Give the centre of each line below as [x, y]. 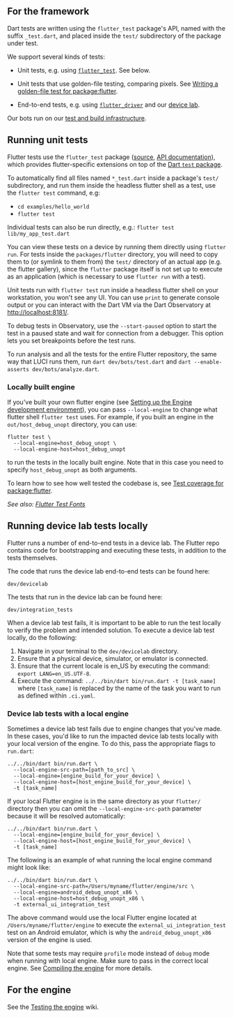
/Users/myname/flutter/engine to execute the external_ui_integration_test [116, 925]
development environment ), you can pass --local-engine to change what [112, 409]
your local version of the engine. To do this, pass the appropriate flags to [111, 744]
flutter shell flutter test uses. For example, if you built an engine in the [111, 417]
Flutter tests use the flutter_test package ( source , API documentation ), [111, 157]
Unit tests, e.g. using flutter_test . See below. [84, 70]
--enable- [208, 362]
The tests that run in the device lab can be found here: [85, 597]
